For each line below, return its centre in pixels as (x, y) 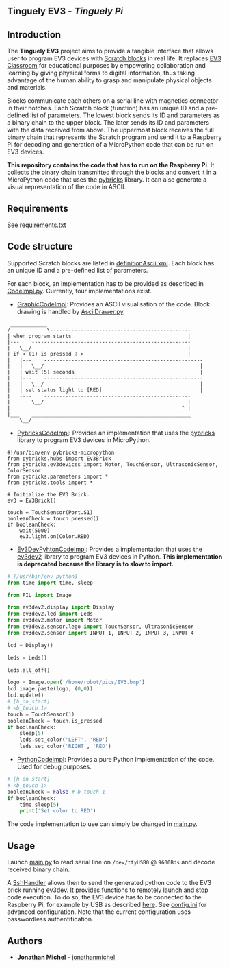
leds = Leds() (27, 657)
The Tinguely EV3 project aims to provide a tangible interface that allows (110, 51)
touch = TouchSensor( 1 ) (41, 714)
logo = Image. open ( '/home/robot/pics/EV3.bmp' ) (76, 682)
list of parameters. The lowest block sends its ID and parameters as (125, 115)
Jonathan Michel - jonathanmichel (66, 957)
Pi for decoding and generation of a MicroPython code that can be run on (110, 145)
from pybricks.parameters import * (58, 476)
